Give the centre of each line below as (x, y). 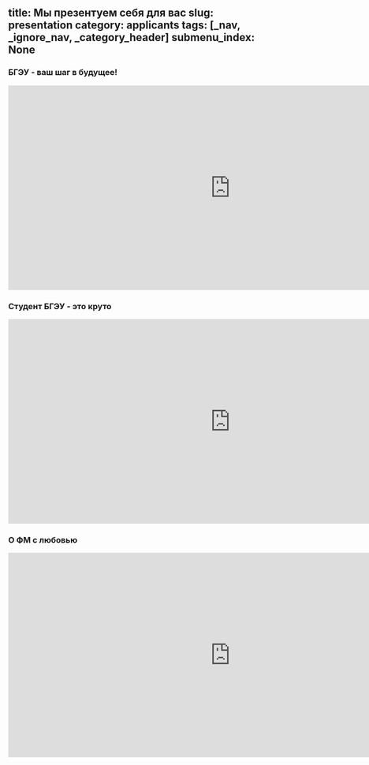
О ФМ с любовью (43, 539)
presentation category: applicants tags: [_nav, (124, 26)
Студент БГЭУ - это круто (60, 306)
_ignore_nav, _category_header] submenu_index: (131, 37)
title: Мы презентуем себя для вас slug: (111, 13)
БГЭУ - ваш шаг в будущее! (63, 73)
